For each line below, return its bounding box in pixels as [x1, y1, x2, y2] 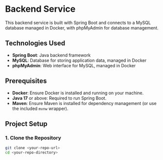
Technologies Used [5, 39, 65, 48]
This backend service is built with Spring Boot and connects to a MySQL [5, 20, 151, 26]
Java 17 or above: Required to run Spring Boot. [12, 95, 107, 101]
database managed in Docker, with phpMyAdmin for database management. [5, 25, 159, 30]
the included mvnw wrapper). [12, 106, 69, 111]
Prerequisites [5, 77, 47, 85]
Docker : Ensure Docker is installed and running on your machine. [12, 90, 144, 96]
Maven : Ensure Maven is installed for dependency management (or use [12, 100, 157, 106]
